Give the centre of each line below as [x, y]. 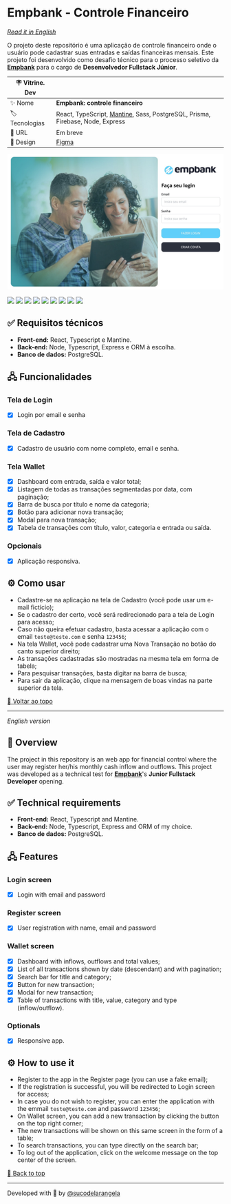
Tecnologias [27, 123]
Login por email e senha [51, 415]
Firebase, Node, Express [91, 121]
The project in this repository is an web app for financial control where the [112, 759]
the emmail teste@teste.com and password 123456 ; [88, 1109]
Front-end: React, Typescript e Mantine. [74, 340]
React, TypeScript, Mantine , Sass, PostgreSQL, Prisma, [133, 114]
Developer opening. [35, 781]
